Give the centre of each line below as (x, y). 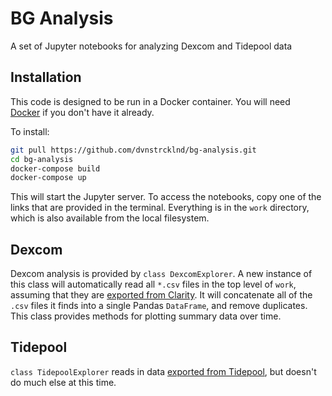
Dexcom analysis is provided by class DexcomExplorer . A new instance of (161, 274)
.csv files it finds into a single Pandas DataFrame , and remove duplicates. (159, 306)
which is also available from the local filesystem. (110, 218)
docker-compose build (55, 168)
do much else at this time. (63, 382)
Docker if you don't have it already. (82, 112)
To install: (30, 131)
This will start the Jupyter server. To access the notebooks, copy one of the (166, 197)
